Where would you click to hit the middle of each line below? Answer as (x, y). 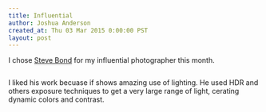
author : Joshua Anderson (50, 23)
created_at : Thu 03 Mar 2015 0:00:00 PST (78, 30)
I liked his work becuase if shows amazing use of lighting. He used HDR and (133, 83)
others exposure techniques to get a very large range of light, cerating (124, 91)
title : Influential (41, 15)
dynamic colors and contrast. (57, 99)
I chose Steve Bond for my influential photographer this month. (111, 60)
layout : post (30, 38)
